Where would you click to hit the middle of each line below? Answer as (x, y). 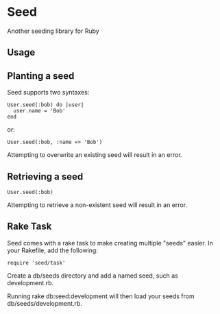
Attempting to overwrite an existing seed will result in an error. (95, 155)
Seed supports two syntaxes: (48, 93)
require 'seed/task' (37, 263)
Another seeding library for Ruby (53, 31)
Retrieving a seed (45, 177)
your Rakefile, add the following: (52, 250)
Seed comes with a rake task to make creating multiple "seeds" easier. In (110, 243)
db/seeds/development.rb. (45, 303)
